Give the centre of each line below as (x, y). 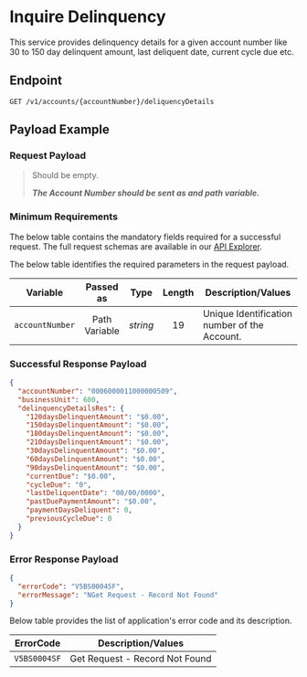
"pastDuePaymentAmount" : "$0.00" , (91, 502)
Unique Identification (248, 313)
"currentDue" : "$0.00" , (71, 476)
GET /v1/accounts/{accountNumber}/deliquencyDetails (112, 101)
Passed (102, 287)
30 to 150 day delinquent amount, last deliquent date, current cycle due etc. (152, 51)
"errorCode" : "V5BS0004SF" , (71, 587)
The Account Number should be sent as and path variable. (146, 193)
